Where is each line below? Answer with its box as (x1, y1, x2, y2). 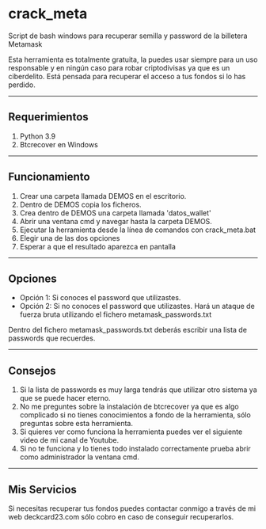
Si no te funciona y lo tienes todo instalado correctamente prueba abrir (19, 444, 251, 454)
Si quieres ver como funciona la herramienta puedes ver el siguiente (19, 427, 243, 436)
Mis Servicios (8, 482, 78, 496)
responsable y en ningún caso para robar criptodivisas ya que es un (8, 63, 230, 72)
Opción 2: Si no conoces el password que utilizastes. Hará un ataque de (19, 302, 255, 311)
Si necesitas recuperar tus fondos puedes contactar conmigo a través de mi (8, 504, 256, 513)
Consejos (8, 363, 57, 377)
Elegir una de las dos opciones (19, 233, 120, 242)
